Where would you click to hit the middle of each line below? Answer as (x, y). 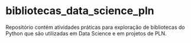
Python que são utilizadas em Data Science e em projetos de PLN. (86, 33)
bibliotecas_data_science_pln (80, 11)
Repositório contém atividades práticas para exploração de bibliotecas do (95, 27)
